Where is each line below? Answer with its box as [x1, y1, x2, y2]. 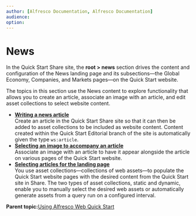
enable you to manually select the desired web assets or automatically [14, 186, 184, 193]
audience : [6, 14, 30, 20]
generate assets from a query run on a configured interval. [14, 192, 156, 199]
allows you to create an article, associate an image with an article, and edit [6, 94, 186, 101]
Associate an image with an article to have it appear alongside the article [14, 148, 190, 155]
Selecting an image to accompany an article [14, 142, 124, 149]
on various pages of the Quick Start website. [14, 155, 122, 162]
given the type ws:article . [14, 136, 79, 143]
